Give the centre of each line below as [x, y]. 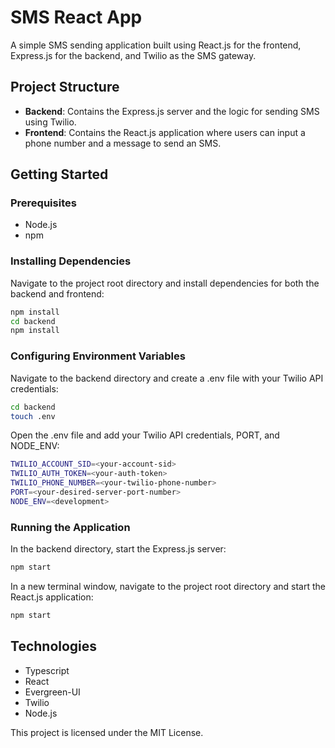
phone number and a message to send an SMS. [123, 143]
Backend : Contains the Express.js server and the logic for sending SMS [172, 111]
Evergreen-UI [52, 692]
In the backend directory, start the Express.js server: [118, 549]
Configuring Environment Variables [98, 356]
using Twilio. [50, 122]
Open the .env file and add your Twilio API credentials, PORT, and [145, 435]
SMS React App [76, 17]
